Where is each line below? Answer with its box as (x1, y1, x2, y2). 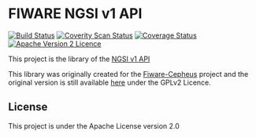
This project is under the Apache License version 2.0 (8, 121, 180, 130)
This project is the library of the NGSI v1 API (8, 54, 150, 64)
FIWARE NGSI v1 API (8, 5, 143, 23)
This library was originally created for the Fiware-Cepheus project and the (8, 69, 249, 78)
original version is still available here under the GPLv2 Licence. (8, 78, 211, 87)
